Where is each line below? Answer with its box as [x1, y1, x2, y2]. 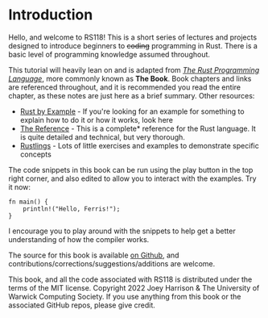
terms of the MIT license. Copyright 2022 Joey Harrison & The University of [8, 282, 260, 292]
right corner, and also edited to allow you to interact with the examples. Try [8, 174, 257, 183]
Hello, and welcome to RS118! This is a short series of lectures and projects [8, 32, 258, 42]
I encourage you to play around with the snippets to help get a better [8, 226, 236, 236]
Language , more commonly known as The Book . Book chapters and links [8, 73, 252, 83]
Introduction [8, 6, 93, 24]
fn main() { [8, 198, 48, 206]
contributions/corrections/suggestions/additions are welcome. [8, 258, 216, 268]
